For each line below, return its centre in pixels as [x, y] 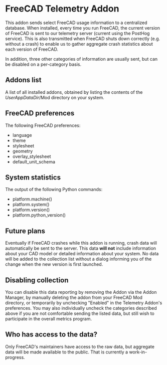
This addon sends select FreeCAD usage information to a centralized [76, 23]
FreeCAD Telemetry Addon [62, 9]
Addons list [23, 80]
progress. [15, 357]
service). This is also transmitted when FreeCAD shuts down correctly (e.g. [83, 39]
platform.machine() [32, 199]
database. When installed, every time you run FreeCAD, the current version [83, 28]
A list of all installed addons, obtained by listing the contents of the [74, 92]
